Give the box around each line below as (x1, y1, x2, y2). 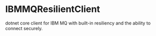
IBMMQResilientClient (5, 3, 101, 15)
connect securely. (5, 25, 43, 31)
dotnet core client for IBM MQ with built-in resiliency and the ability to (5, 20, 151, 26)
